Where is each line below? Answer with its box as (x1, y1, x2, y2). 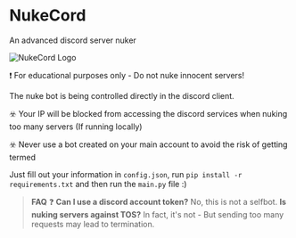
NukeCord (9, 5, 86, 26)
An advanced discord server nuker (9, 35, 136, 45)
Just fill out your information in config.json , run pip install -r (9, 168, 243, 179)
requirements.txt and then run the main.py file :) (9, 178, 187, 189)
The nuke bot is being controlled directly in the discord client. (9, 90, 234, 101)
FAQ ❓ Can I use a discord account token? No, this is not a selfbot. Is (30, 196, 287, 207)
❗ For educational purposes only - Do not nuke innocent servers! (9, 70, 245, 80)
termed (9, 152, 37, 162)
